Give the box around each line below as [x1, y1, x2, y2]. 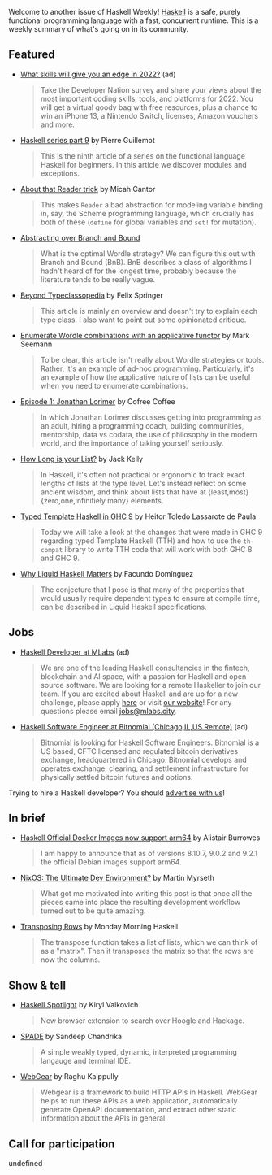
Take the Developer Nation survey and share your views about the [40, 85, 262, 94]
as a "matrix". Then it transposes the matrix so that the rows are [40, 947, 254, 956]
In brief [8, 812, 46, 825]
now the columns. [40, 955, 101, 964]
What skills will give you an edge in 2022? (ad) [19, 69, 176, 79]
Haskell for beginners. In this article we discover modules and [40, 159, 248, 169]
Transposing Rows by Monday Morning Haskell [19, 922, 179, 932]
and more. [40, 120, 76, 129]
